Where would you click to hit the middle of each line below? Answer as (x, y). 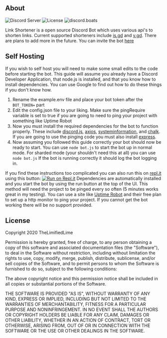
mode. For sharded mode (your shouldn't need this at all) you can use (84, 153)
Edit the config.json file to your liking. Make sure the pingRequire (79, 110)
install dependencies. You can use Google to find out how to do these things (83, 84)
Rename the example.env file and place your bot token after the (78, 99)
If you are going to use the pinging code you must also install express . (84, 137)
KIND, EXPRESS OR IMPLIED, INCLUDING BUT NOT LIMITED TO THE (76, 299)
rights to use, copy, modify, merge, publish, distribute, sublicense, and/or (80, 258)
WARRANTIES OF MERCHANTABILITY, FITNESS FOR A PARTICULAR (76, 304)
